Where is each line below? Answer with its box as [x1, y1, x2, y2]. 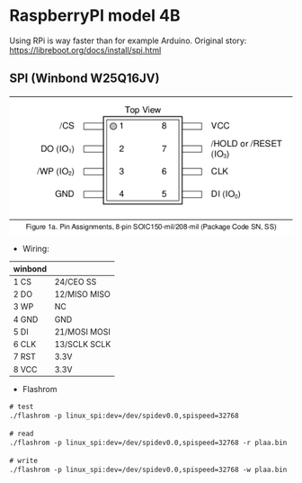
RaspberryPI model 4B [9, 5, 181, 26]
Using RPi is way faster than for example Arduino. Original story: [9, 35, 247, 46]
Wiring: [22, 244, 49, 255]
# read [9, 429, 34, 439]
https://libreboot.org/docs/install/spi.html [9, 44, 162, 55]
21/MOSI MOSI [54, 326, 111, 337]
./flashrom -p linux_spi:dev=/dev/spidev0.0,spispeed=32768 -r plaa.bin [9, 438, 288, 448]
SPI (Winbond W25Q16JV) [9, 71, 160, 86]
